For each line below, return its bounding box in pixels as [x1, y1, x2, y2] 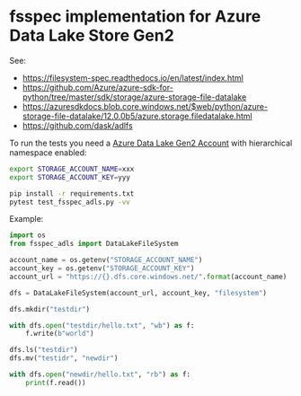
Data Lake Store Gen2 [9, 25, 175, 46]
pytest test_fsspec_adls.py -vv [9, 198, 130, 207]
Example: [9, 214, 44, 224]
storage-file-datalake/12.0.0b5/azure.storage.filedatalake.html [22, 110, 253, 121]
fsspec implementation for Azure [9, 6, 261, 27]
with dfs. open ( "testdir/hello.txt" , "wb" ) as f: [9, 321, 195, 330]
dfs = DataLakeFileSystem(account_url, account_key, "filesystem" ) [9, 288, 268, 297]
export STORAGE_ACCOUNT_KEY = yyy [9, 172, 130, 181]
